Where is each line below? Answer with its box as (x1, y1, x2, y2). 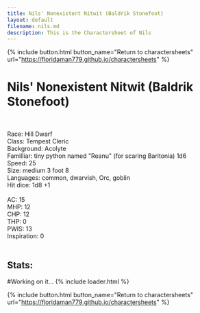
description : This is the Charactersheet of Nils (7, 29, 152, 36)
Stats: (7, 259, 34, 271)
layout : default (7, 16, 53, 23)
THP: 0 (7, 218, 27, 226)
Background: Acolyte (7, 145, 66, 153)
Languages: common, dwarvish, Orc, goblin (7, 174, 131, 182)
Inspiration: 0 (7, 232, 45, 240)
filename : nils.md (7, 23, 60, 30)
